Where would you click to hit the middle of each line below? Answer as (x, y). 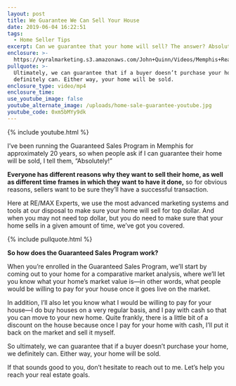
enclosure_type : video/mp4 (47, 86)
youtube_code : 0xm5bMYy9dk (47, 112)
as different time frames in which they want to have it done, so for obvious (117, 182)
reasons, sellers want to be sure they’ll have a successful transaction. (108, 189)
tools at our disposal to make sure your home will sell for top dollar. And (111, 210)
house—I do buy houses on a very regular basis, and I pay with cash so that (117, 310)
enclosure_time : (31, 92)
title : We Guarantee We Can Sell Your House (73, 20)
